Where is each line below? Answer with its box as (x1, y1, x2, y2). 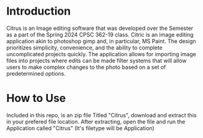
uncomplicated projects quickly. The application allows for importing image (6, 50, 196, 57)
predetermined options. (6, 70, 66, 77)
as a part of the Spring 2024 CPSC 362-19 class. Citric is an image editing (6, 31, 194, 38)
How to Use (6, 92, 66, 105)
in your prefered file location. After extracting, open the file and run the (6, 118, 186, 125)
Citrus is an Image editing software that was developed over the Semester (6, 24, 194, 32)
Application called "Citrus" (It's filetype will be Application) (6, 124, 155, 132)
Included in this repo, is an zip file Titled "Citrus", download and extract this (6, 111, 197, 118)
